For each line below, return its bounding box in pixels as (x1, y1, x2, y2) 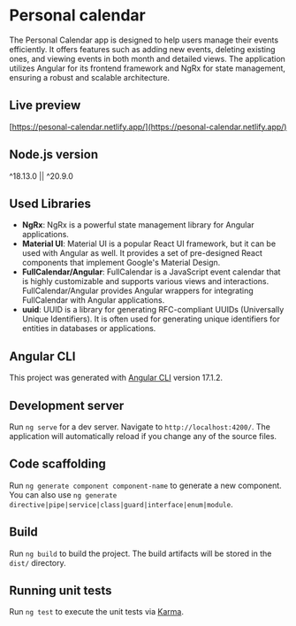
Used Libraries (9, 196, 91, 211)
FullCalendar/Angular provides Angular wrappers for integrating (21, 285, 254, 297)
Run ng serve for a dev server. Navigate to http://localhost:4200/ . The (9, 421, 271, 432)
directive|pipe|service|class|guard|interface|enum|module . (9, 498, 233, 509)
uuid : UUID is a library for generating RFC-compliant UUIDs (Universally (21, 305, 285, 315)
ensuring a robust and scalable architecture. (9, 72, 171, 82)
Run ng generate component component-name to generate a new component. (9, 480, 283, 491)
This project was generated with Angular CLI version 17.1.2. (9, 373, 224, 383)
